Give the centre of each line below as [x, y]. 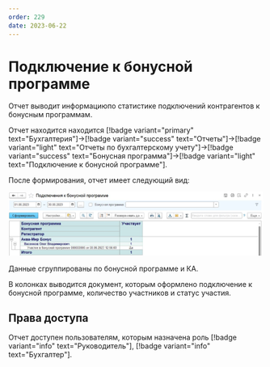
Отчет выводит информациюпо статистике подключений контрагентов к [134, 106]
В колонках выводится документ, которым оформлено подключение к [131, 284]
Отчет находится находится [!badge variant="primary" [101, 130]
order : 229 [27, 17]
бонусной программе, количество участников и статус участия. [120, 293]
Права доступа [49, 318]
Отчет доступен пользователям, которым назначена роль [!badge [122, 337]
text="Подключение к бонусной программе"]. [88, 165]
